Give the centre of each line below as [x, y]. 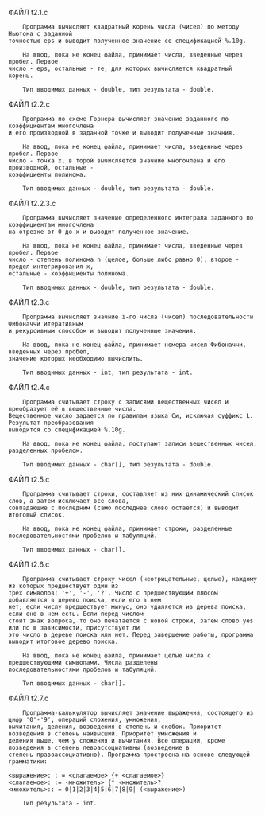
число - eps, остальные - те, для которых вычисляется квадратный [120, 68]
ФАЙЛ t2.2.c [29, 104]
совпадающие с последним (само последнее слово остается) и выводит [124, 508]
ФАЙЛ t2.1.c [28, 12]
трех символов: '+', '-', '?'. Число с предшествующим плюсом [113, 593]
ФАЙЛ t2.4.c [29, 387]
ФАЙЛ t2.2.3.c [32, 203]
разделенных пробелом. [46, 450]
